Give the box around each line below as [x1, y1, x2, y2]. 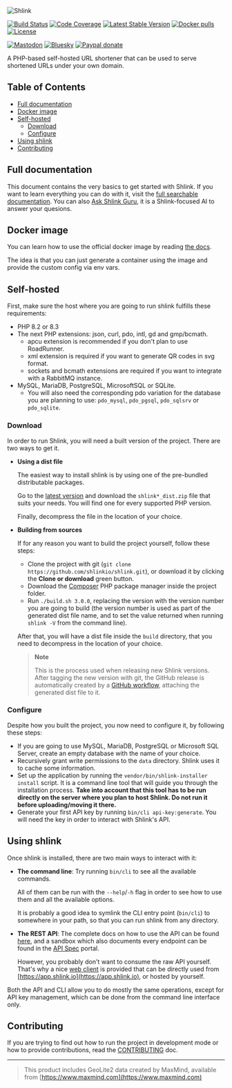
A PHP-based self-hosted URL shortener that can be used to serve [7, 54, 197, 62]
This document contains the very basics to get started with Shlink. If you [7, 182, 213, 190]
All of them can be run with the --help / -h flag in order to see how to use [17, 887, 222, 896]
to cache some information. [17, 764, 96, 772]
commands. [17, 874, 51, 883]
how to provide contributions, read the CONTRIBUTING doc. [7, 1046, 178, 1054]
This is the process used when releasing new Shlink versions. [34, 666, 210, 674]
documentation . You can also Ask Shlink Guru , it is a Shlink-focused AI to [7, 197, 215, 205]
